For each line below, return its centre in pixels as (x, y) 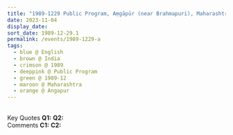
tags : (15, 46)
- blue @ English (38, 53)
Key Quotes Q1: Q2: (35, 118)
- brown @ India (37, 59)
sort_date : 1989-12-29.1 (43, 33)
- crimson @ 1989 (38, 65)
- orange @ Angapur (42, 91)
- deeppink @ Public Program (55, 71)
